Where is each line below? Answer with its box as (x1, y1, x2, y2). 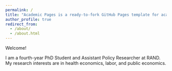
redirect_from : (5, 21, 38, 27)
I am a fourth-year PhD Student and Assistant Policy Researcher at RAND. (5, 55, 161, 61)
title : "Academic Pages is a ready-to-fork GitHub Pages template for (5, 12, 159, 17)
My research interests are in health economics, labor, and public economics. (5, 60, 166, 66)
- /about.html (10, 31, 40, 36)
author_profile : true (5, 17, 52, 22)
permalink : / (5, 7, 33, 13)
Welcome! (5, 45, 27, 51)
